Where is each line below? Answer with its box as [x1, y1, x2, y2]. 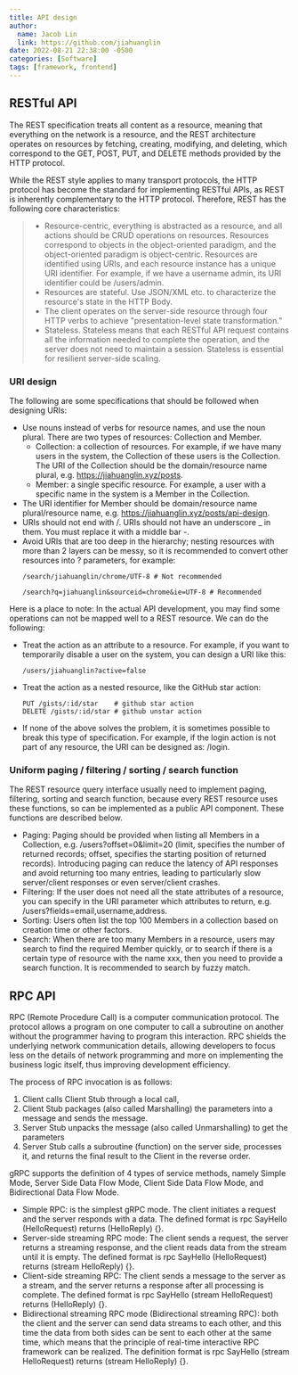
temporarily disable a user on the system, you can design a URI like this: [21, 648, 286, 660]
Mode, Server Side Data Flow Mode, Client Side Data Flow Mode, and [9, 1178, 264, 1189]
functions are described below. [9, 812, 123, 823]
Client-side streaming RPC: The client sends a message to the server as [21, 1271, 286, 1281]
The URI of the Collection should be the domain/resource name [35, 460, 268, 471]
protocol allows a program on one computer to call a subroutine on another [9, 1022, 285, 1033]
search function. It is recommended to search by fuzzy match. [21, 962, 251, 973]
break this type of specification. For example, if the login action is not [21, 732, 277, 743]
